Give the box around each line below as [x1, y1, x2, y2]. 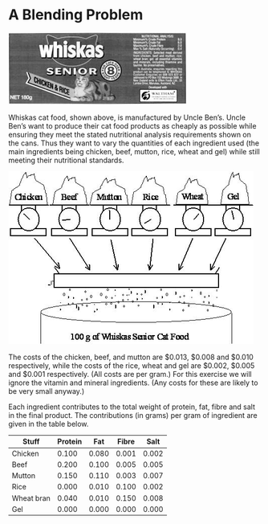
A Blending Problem [8, 6, 144, 24]
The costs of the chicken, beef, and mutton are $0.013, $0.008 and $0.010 [8, 352, 254, 362]
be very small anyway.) [8, 386, 85, 395]
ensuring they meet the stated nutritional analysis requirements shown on [8, 129, 251, 139]
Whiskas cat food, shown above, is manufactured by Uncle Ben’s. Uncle [8, 113, 246, 122]
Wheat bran [11, 493, 51, 503]
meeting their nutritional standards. [8, 155, 124, 165]
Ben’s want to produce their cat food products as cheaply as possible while [8, 121, 257, 130]
